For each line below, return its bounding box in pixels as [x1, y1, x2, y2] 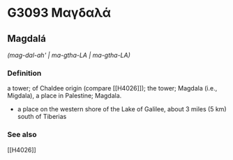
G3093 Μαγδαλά [7, 5, 112, 21]
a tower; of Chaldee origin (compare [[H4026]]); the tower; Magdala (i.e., [7, 84, 218, 93]
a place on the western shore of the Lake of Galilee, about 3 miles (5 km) [17, 105, 227, 113]
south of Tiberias [17, 113, 67, 121]
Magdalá [7, 33, 47, 45]
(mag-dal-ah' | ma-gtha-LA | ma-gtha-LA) [7, 51, 131, 59]
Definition [7, 68, 42, 78]
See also [7, 130, 37, 140]
